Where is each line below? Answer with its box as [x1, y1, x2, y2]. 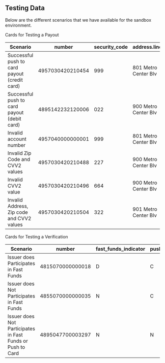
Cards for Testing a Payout [5, 32, 59, 37]
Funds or [7, 337, 28, 344]
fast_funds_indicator [95, 245, 145, 252]
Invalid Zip [7, 150, 31, 157]
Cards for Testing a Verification [5, 233, 68, 239]
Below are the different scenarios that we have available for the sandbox [5, 17, 151, 23]
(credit [7, 76, 23, 83]
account [7, 135, 27, 142]
